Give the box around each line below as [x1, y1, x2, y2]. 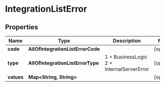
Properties [5, 23, 38, 31]
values [7, 74, 24, 80]
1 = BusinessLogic [105, 54, 148, 60]
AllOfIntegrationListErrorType [28, 60, 99, 66]
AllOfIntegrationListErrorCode [28, 45, 100, 52]
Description [112, 38, 141, 44]
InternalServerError [105, 66, 149, 72]
